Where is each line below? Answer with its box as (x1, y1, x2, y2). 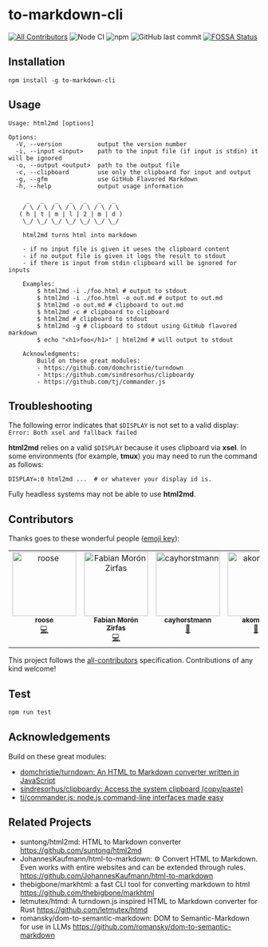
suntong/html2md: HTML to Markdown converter (19, 837, 182, 846)
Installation (8, 55, 65, 69)
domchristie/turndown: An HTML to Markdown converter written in (19, 767, 239, 776)
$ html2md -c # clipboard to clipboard (37, 307, 170, 316)
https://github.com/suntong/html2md (19, 845, 142, 855)
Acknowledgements (8, 731, 111, 744)
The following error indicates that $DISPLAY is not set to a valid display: (8, 421, 239, 430)
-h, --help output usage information (15, 182, 183, 190)
